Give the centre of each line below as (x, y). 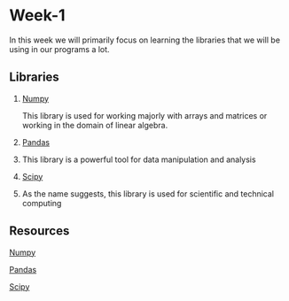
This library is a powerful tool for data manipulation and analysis (139, 159)
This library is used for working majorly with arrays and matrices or (144, 115)
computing (42, 203)
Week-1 (37, 15)
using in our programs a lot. (59, 49)
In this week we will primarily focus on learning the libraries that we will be (145, 40)
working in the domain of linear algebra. (95, 125)
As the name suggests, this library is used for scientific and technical (148, 193)
